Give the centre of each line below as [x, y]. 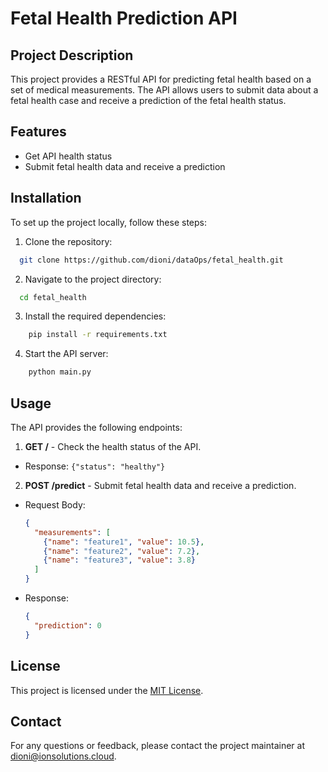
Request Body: [55, 504]
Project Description [72, 55]
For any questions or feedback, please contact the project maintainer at [158, 746]
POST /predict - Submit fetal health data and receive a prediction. [160, 485]
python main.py [60, 372]
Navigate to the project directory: [93, 279]
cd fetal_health [53, 297]
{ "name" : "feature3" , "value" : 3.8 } [119, 560]
